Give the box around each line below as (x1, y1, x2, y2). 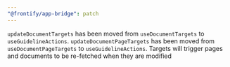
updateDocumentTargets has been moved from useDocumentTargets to (7, 29, 205, 38)
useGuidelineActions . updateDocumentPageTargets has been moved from (7, 36, 215, 45)
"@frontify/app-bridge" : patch (7, 10, 99, 17)
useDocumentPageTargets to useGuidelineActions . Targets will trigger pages (7, 44, 223, 52)
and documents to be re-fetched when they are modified (7, 52, 172, 60)
